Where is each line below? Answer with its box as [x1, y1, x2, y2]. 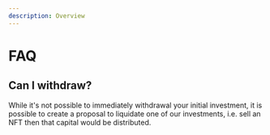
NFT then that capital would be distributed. [8, 117, 152, 127]
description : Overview [8, 11, 85, 20]
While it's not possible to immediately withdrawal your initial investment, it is [8, 100, 263, 110]
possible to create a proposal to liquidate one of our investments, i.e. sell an [8, 108, 261, 118]
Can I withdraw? [8, 78, 92, 93]
